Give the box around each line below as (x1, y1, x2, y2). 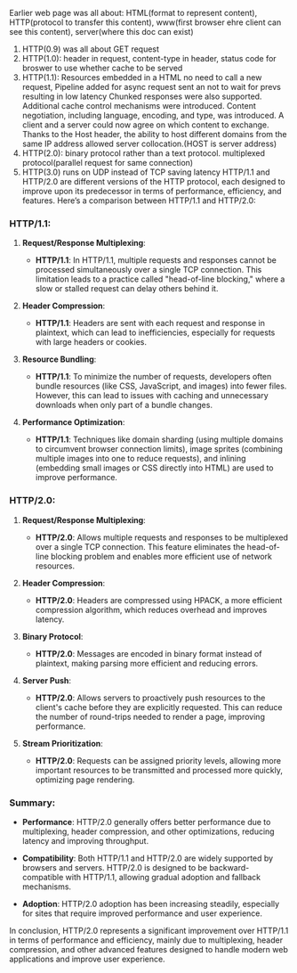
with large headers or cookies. (35, 337, 148, 347)
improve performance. (35, 472, 118, 483)
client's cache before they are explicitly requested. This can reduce (35, 701, 283, 712)
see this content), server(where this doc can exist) (9, 27, 194, 37)
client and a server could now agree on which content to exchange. (21, 119, 269, 130)
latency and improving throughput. (21, 835, 149, 846)
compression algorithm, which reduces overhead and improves (35, 604, 268, 615)
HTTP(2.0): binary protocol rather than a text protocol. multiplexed (21, 148, 265, 159)
